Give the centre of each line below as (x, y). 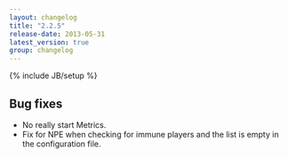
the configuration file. (61, 144)
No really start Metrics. (64, 124)
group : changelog (41, 51)
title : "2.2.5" (37, 26)
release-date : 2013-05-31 (57, 34)
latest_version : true (49, 42)
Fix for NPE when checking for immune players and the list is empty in (150, 134)
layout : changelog (43, 17)
